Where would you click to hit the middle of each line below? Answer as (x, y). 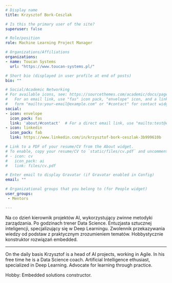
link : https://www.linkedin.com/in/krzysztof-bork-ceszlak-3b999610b (85, 137)
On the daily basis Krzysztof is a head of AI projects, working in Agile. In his (85, 254)
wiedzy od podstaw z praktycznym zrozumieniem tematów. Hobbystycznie (84, 234)
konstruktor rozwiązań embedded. (41, 239)
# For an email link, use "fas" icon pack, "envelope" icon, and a (81, 99)
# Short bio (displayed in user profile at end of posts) (68, 76)
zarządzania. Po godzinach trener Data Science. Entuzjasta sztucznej (79, 223)
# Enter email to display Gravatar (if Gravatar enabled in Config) (80, 175)
